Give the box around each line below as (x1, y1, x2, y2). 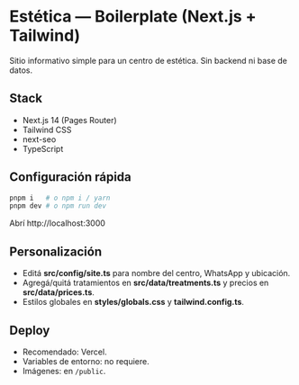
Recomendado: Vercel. (22, 346, 107, 357)
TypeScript (22, 143, 64, 154)
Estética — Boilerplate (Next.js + (9, 6, 257, 27)
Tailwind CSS (22, 124, 72, 135)
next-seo (22, 133, 57, 145)
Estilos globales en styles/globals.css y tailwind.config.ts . (22, 297, 245, 308)
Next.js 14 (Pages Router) (22, 114, 117, 125)
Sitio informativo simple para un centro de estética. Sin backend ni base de (9, 55, 288, 66)
